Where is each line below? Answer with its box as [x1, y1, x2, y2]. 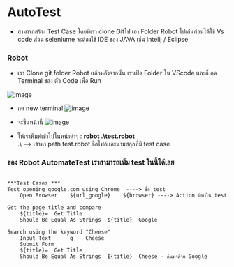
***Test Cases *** [7, 179, 61, 187]
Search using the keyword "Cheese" [7, 228, 111, 236]
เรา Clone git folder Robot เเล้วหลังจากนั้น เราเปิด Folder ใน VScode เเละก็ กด [17, 69, 217, 77]
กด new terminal [17, 104, 64, 112]
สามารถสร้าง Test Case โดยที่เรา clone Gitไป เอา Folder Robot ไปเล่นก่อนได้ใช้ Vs [17, 27, 225, 36]
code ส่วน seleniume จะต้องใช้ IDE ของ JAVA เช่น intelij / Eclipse [17, 35, 189, 43]
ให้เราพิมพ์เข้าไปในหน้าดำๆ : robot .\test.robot [17, 132, 135, 140]
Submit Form [20, 241, 54, 247]
